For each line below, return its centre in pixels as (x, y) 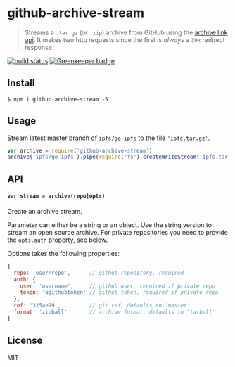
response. (39, 47)
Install (21, 83)
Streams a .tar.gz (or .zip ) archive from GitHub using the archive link (126, 32)
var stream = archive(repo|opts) (56, 196)
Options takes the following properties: (64, 253)
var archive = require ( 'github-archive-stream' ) (80, 150)
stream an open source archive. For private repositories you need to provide (118, 232)
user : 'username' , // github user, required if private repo (118, 286)
